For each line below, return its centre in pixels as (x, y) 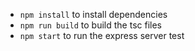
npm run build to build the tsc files (90, 25)
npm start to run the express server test (102, 35)
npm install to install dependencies (93, 14)
